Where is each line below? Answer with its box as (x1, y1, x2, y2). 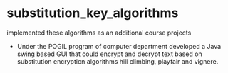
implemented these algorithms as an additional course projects (6, 28, 192, 37)
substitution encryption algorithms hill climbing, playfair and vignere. (16, 57, 219, 65)
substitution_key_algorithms (6, 5, 179, 21)
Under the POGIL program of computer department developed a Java (16, 42, 222, 50)
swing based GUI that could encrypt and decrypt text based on (16, 50, 202, 58)
